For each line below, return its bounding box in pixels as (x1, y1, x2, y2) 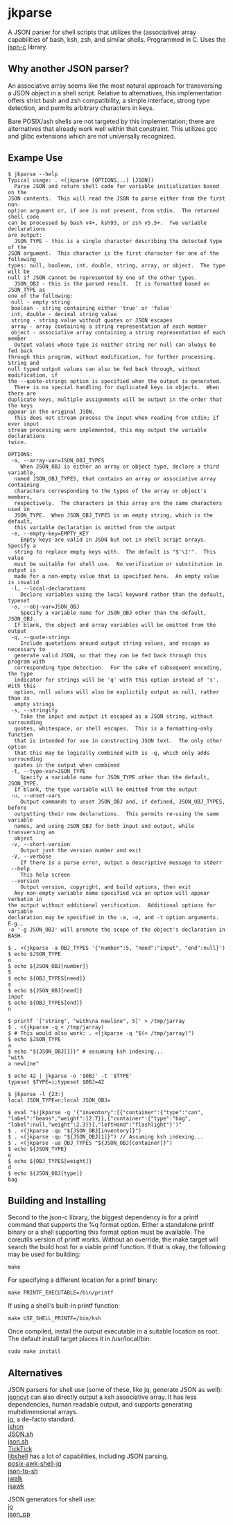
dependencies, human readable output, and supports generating (8, 1400, 193, 1409)
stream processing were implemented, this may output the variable (8, 426, 207, 433)
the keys (8, 402, 33, 409)
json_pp (8, 1510, 31, 1519)
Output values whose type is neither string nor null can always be (14, 341, 216, 348)
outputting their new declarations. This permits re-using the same (14, 810, 219, 818)
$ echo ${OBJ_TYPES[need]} (8, 975, 86, 982)
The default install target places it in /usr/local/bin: (8, 1335, 152, 1343)
